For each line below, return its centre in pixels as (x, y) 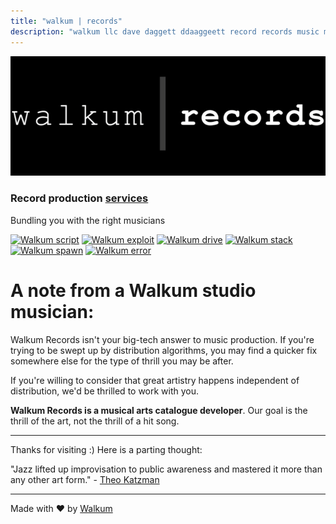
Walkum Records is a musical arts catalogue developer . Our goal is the (159, 410)
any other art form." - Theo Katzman (85, 479)
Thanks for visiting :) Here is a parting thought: (106, 449)
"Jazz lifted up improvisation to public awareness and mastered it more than (166, 469)
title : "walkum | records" (66, 21)
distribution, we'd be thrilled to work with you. (105, 391)
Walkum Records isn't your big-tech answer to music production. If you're (162, 339)
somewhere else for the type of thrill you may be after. (122, 361)
